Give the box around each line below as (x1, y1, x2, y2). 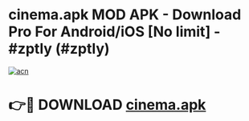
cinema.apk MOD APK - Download (8, 6, 242, 24)
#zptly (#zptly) (8, 40, 110, 58)
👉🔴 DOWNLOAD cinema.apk (8, 96, 206, 114)
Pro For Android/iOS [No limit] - (8, 22, 221, 41)
